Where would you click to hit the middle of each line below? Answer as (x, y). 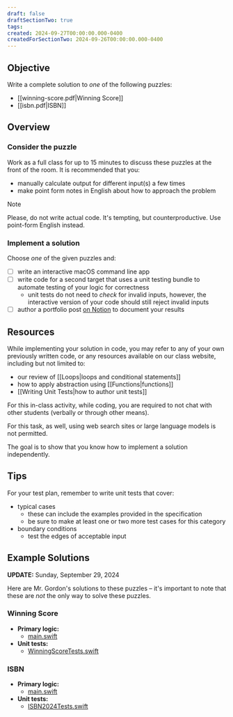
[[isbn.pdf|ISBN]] (42, 105)
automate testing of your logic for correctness (83, 287)
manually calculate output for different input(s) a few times (101, 183)
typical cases (36, 506)
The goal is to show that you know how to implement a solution (97, 447)
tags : (15, 26)
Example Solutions (49, 558)
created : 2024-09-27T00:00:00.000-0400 (65, 33)
